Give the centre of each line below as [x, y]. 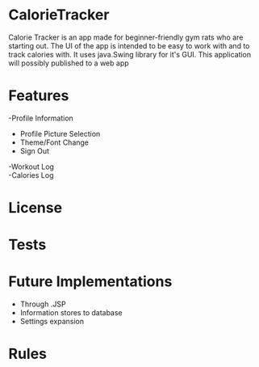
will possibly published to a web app [69, 63]
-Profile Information [41, 118]
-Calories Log [31, 175]
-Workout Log [31, 167]
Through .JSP [43, 304]
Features [39, 96]
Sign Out [35, 150]
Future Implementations [90, 282]
